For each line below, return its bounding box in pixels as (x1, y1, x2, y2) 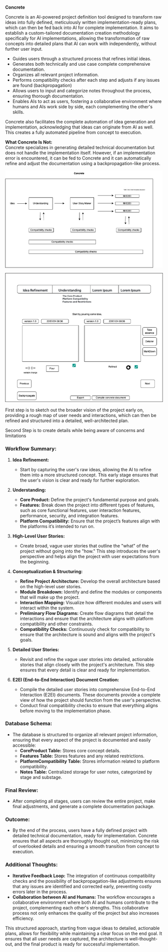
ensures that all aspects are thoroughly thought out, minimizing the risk (12, 838, 159, 844)
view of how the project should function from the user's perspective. (19, 697, 161, 703)
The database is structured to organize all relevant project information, (12, 731, 158, 737)
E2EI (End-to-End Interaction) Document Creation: (12, 676, 119, 683)
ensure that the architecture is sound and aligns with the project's (19, 631, 155, 637)
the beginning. (19, 559, 50, 565)
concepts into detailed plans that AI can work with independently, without (5, 41, 156, 47)
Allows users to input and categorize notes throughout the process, (12, 88, 151, 93)
